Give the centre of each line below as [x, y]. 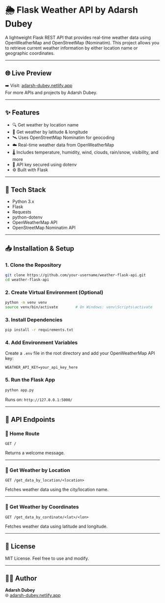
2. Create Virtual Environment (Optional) [54, 292]
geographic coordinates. [30, 53]
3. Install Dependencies [34, 319]
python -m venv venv [26, 303]
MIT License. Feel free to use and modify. [47, 558]
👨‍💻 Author [21, 578]
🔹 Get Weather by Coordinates [42, 507]
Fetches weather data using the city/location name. [57, 490]
